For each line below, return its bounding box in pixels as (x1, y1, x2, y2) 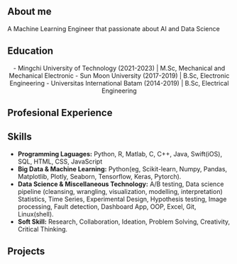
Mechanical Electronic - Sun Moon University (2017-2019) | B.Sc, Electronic (9, 71, 230, 80)
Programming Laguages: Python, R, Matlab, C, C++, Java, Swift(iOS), (17, 149, 222, 158)
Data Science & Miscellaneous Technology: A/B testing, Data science (17, 180, 224, 188)
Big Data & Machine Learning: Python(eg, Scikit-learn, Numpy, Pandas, (17, 164, 228, 173)
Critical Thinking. (17, 224, 68, 233)
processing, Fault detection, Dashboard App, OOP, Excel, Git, (17, 202, 197, 211)
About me (7, 6, 52, 18)
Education (7, 45, 54, 57)
